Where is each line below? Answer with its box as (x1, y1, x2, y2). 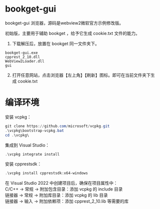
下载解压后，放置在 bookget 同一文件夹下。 (12, 40, 100, 47)
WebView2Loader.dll (5, 59, 45, 64)
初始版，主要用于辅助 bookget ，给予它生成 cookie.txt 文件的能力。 (5, 30, 140, 36)
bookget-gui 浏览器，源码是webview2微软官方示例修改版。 (5, 20, 124, 26)
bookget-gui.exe (5, 50, 38, 55)
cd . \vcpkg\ (5, 132, 29, 138)
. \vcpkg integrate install (5, 152, 60, 157)
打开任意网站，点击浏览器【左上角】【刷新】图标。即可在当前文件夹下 (12, 72, 151, 78)
